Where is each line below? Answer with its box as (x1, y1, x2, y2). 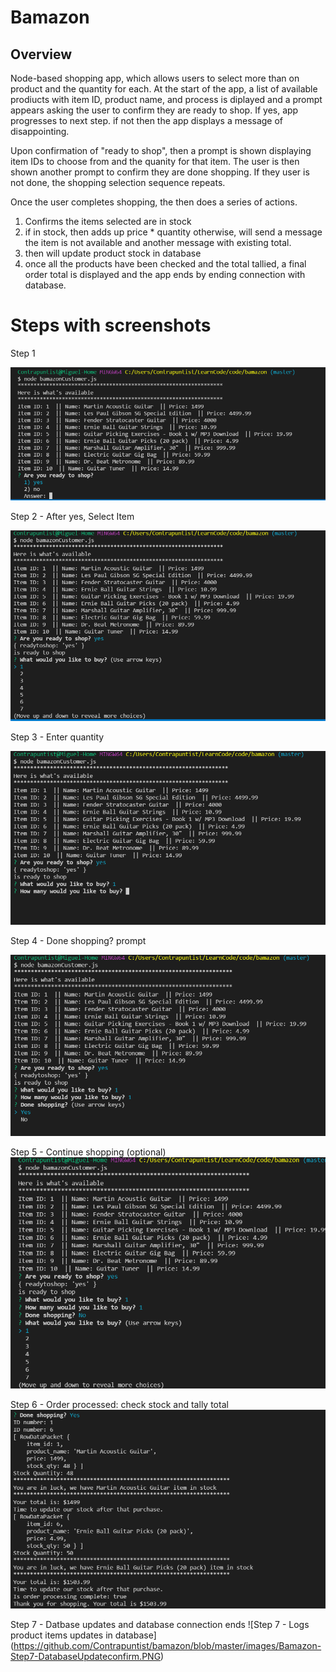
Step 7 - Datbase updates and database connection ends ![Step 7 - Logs (10, 1619, 310, 1631)
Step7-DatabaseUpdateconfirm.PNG (10, 1651, 162, 1663)
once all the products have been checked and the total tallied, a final (24, 258, 307, 270)
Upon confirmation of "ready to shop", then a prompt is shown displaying (10, 145, 312, 156)
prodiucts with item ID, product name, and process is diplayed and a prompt (10, 94, 323, 105)
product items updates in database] (10, 1629, 157, 1641)
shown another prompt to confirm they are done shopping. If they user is (10, 166, 310, 178)
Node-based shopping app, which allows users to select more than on (10, 72, 300, 84)
